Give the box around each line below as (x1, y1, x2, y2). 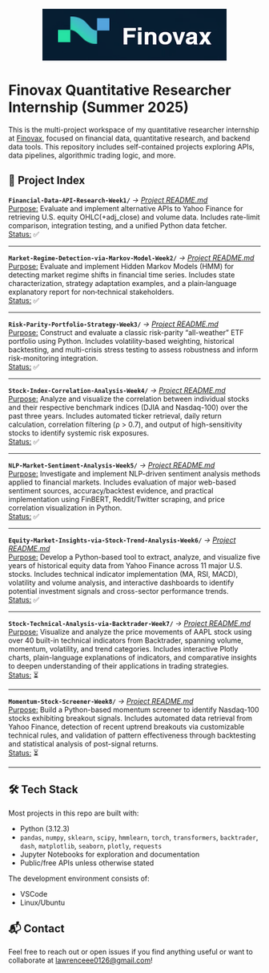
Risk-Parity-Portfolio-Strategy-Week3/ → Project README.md (8, 319, 219, 329)
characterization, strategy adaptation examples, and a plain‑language (8, 278, 237, 288)
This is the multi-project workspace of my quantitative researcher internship (8, 125, 259, 134)
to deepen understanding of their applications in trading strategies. (8, 660, 230, 671)
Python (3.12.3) (19, 824, 70, 833)
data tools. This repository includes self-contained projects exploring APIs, (8, 141, 255, 151)
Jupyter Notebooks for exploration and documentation (19, 849, 200, 859)
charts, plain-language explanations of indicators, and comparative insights (8, 652, 258, 662)
